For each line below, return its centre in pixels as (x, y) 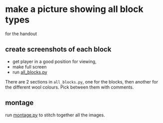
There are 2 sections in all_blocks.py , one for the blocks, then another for (82, 81)
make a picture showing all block (74, 9)
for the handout (21, 33)
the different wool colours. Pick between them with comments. (70, 87)
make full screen (29, 66)
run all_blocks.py (30, 72)
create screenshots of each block (58, 49)
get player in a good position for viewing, (54, 61)
